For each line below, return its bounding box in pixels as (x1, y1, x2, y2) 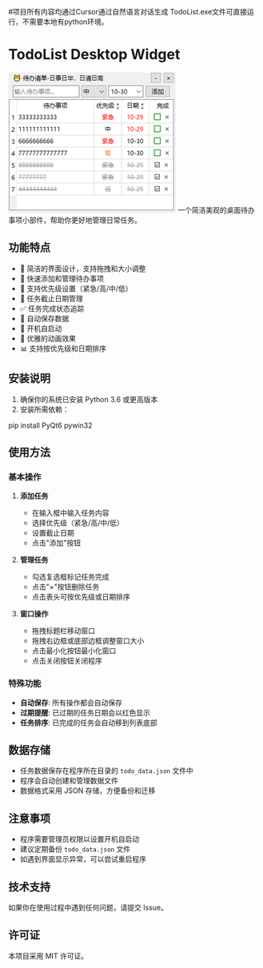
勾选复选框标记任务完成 (31, 572, 110, 582)
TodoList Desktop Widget (8, 46, 181, 64)
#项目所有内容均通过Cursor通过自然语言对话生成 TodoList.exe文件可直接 (8, 7, 248, 16)
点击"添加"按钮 (31, 538, 82, 548)
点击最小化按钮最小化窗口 (31, 646, 117, 655)
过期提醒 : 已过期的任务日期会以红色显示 (19, 707, 150, 717)
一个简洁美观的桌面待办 (177, 205, 255, 214)
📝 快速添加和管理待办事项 (19, 273, 104, 283)
